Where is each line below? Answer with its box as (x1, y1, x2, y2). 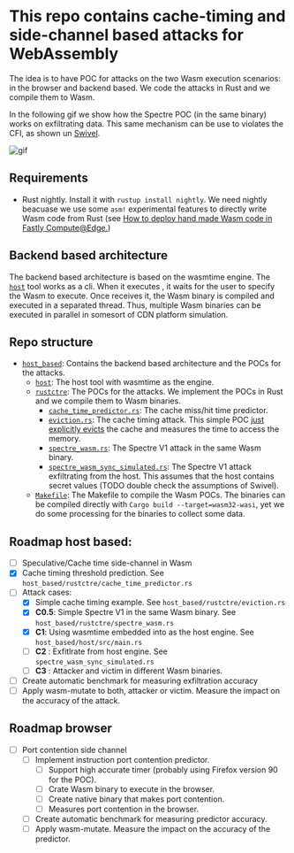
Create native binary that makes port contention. (48, 794, 225, 804)
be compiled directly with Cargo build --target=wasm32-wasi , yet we (34, 499, 285, 510)
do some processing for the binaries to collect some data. (34, 509, 245, 519)
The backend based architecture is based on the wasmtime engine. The (9, 272, 271, 282)
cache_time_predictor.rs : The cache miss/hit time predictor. (48, 405, 268, 416)
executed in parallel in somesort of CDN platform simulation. (9, 309, 229, 319)
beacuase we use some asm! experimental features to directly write (21, 204, 268, 214)
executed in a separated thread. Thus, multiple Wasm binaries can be (9, 299, 262, 311)
